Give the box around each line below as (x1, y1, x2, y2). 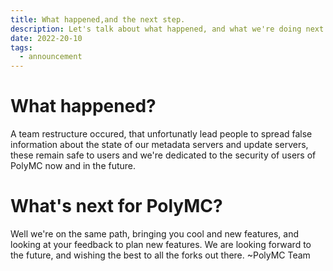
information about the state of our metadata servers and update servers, (10, 139, 309, 151)
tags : (10, 42, 33, 53)
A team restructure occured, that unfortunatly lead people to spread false (10, 128, 313, 140)
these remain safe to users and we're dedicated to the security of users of (10, 149, 317, 161)
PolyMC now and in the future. (10, 160, 137, 172)
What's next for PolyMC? (10, 195, 223, 218)
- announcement (19, 52, 83, 62)
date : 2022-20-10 (10, 33, 83, 43)
